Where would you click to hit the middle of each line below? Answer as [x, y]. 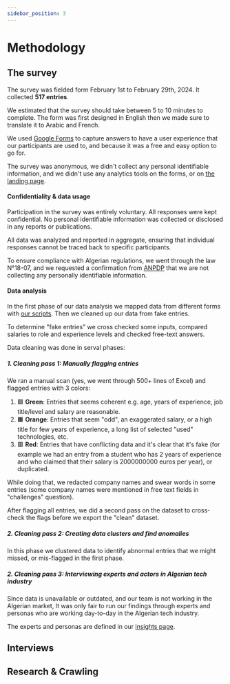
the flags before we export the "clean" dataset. [93, 518]
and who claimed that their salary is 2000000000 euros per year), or [115, 462]
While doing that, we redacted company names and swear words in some [111, 482]
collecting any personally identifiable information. [77, 275]
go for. [17, 153]
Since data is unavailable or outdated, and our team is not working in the [110, 598]
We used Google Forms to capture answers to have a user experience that [113, 138]
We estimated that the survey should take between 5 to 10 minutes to [105, 110]
